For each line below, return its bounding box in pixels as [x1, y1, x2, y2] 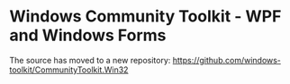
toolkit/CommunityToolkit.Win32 [9, 64, 129, 75]
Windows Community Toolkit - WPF [9, 6, 282, 27]
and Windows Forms [9, 25, 167, 46]
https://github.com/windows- [172, 55, 282, 65]
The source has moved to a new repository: [9, 55, 171, 65]
